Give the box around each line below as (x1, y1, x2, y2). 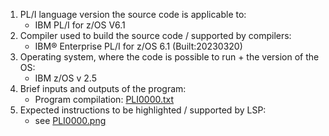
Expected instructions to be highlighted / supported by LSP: (19, 104, 267, 116)
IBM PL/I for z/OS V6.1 (34, 19, 126, 31)
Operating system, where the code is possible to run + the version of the (19, 51, 320, 63)
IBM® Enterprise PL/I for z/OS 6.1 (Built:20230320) (34, 40, 243, 52)
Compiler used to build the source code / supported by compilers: (19, 30, 292, 41)
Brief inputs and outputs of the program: (19, 83, 187, 94)
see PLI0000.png (34, 115, 107, 126)
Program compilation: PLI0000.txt (34, 94, 175, 105)
